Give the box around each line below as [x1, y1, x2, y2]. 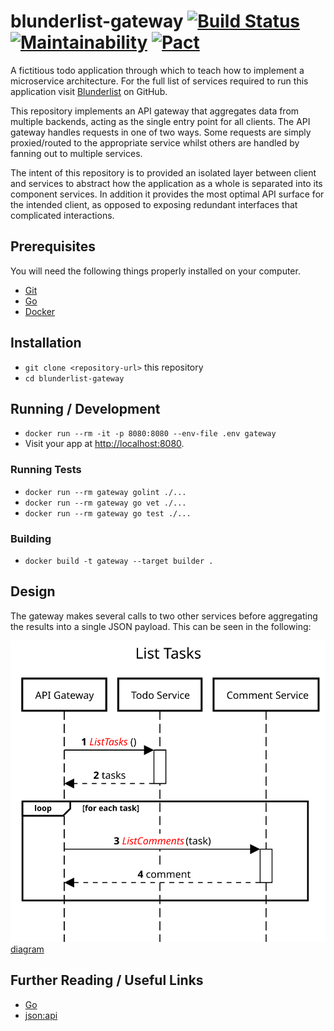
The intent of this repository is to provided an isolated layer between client [10, 166, 317, 179]
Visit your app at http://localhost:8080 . [24, 438, 185, 450]
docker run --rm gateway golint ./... [24, 487, 187, 497]
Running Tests [10, 463, 82, 477]
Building [10, 531, 52, 545]
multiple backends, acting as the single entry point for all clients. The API [10, 115, 311, 127]
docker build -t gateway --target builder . [24, 556, 214, 566]
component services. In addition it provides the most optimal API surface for [10, 188, 325, 200]
